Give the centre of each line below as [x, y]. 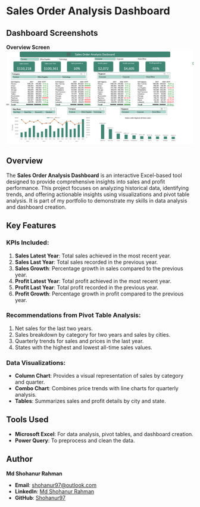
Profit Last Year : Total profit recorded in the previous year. [87, 287]
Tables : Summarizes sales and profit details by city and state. [90, 401]
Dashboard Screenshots [52, 33]
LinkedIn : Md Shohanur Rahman [54, 491]
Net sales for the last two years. [54, 328]
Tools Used [27, 420]
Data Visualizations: [36, 363]
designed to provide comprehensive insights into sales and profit [86, 181]
